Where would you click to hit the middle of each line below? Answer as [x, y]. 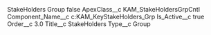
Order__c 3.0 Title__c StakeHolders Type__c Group [79, 24]
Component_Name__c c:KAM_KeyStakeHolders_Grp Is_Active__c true [106, 16]
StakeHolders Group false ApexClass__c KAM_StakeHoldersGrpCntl [104, 9]
